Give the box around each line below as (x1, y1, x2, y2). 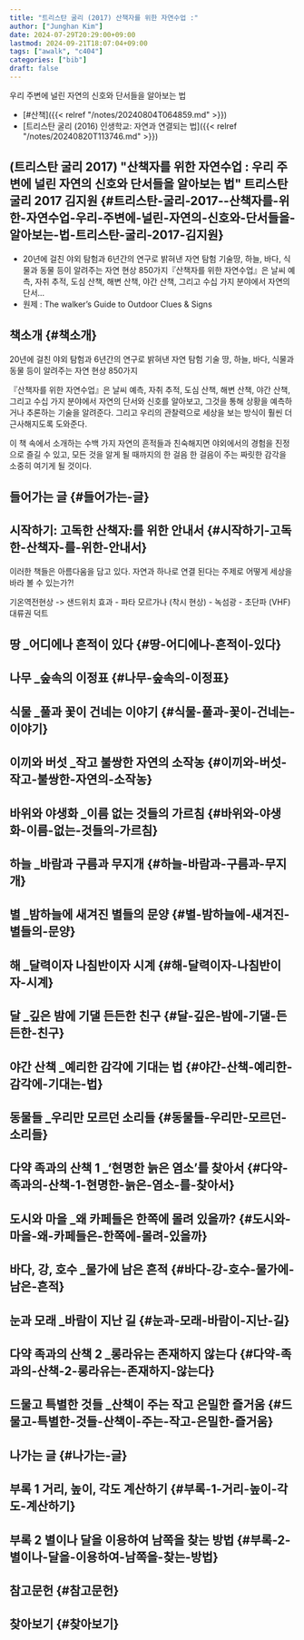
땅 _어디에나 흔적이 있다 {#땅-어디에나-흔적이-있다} (9, 637, 282, 653)
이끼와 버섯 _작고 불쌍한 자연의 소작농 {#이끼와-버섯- (9, 755, 288, 771)
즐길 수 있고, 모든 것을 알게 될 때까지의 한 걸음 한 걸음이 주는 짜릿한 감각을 (25, 448, 288, 459)
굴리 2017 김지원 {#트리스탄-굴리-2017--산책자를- (9, 193, 279, 209)
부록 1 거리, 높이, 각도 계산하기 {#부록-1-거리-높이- (9, 1481, 278, 1498)
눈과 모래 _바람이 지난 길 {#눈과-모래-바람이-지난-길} (9, 1312, 290, 1328)
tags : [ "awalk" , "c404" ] (9, 47, 103, 56)
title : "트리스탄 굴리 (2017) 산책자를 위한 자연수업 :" (9, 13, 199, 23)
